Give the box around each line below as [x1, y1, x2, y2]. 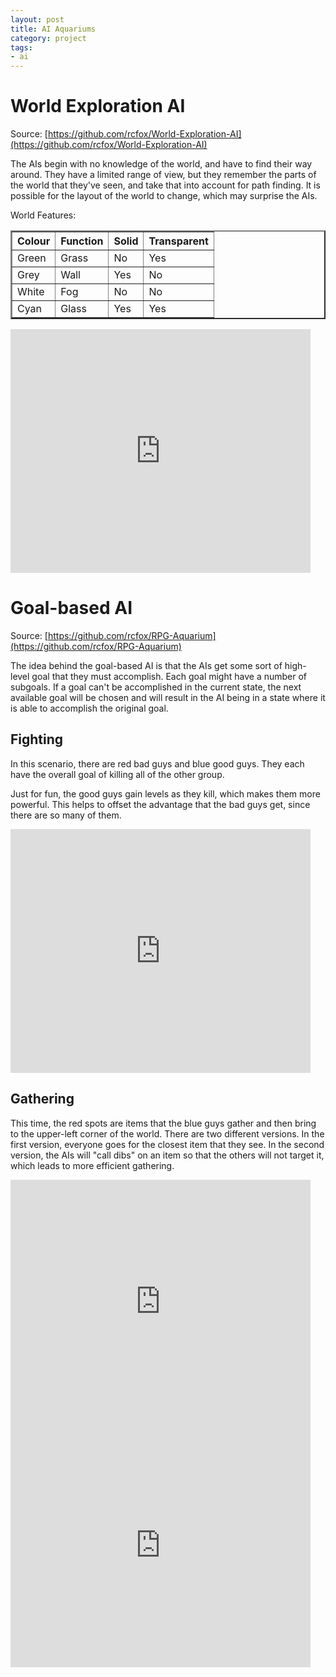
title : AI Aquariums [10, 24, 97, 34]
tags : [10, 42, 33, 53]
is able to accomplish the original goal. [10, 702, 169, 714]
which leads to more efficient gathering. [10, 1159, 175, 1171]
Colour [17, 234, 51, 248]
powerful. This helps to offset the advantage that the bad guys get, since [10, 798, 311, 810]
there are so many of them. [10, 809, 122, 821]
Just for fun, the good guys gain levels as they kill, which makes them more [10, 787, 321, 800]
